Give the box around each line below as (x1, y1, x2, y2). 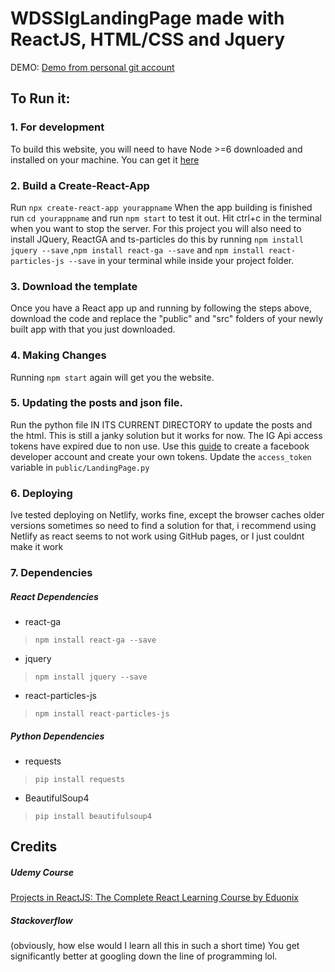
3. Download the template (10, 279, 138, 293)
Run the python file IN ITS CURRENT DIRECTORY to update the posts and (10, 418, 313, 431)
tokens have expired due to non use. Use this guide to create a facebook (10, 440, 310, 452)
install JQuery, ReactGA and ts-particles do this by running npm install (10, 233, 304, 245)
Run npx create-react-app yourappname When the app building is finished (10, 201, 313, 213)
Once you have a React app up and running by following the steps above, (10, 302, 312, 314)
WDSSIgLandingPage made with (10, 7, 285, 30)
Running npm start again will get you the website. (10, 371, 215, 383)
